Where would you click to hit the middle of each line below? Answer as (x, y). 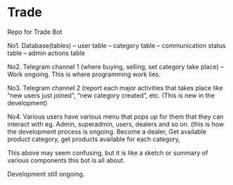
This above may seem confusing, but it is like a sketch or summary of (108, 153)
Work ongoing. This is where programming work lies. (84, 74)
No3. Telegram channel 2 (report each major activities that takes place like (115, 88)
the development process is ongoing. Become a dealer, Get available (107, 131)
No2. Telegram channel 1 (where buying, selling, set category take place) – (115, 66)
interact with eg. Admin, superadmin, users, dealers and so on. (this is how (116, 124)
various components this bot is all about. (66, 160)
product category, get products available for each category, (94, 139)
